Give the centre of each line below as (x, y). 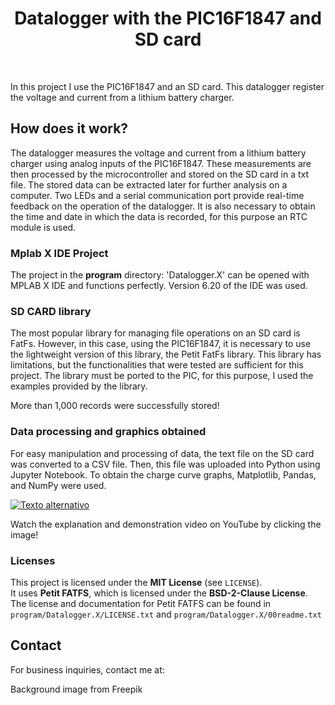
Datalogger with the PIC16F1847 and (168, 18)
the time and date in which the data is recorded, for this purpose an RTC (159, 216)
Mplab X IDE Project (59, 253)
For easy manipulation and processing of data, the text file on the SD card (162, 453)
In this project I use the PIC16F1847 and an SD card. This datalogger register (167, 86)
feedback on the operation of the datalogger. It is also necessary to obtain (163, 206)
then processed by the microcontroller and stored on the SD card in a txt (160, 174)
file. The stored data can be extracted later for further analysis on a (149, 184)
